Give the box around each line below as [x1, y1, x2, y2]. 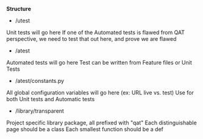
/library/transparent [15, 107, 64, 115]
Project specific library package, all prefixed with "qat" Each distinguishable [6, 119, 197, 126]
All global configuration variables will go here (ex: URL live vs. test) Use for [6, 89, 194, 96]
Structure [6, 5, 32, 12]
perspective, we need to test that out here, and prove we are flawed [6, 35, 177, 42]
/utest [15, 17, 30, 24]
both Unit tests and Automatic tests [6, 96, 95, 102]
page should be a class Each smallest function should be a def [6, 126, 163, 133]
